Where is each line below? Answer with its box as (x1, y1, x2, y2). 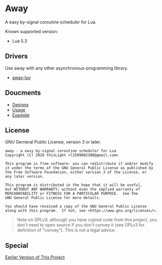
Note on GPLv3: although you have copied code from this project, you (17, 217, 157, 223)
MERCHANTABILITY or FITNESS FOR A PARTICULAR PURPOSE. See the (5, 191, 138, 196)
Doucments (5, 89, 41, 97)
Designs (12, 102, 29, 107)
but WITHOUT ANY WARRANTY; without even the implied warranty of (5, 187, 140, 192)
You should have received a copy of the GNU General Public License (5, 204, 147, 209)
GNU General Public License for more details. (5, 196, 101, 201)
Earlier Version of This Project (5, 254, 65, 260)
